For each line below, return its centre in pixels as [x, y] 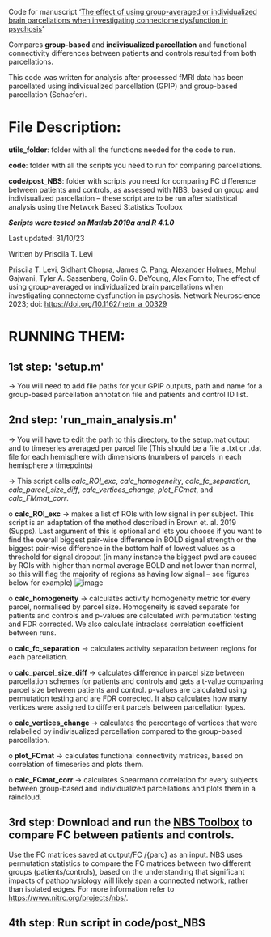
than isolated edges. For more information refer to [91, 888]
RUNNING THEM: [67, 337]
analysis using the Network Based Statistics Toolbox [96, 206]
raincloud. [25, 797]
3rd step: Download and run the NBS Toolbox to [130, 823]
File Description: [65, 127]
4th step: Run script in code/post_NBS [107, 923]
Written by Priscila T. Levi [51, 253]
